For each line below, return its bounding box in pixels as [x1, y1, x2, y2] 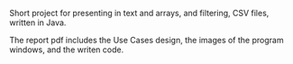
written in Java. [9, 17, 67, 28]
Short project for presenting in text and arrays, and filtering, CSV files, [9, 8, 270, 18]
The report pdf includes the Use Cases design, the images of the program [9, 35, 284, 45]
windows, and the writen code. [9, 44, 124, 55]
